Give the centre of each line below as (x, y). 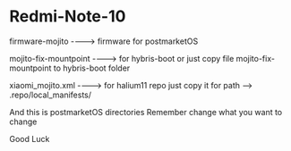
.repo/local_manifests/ (51, 95)
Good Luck (30, 138)
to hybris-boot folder (92, 68)
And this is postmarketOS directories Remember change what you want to (146, 112)
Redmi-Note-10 (68, 17)
